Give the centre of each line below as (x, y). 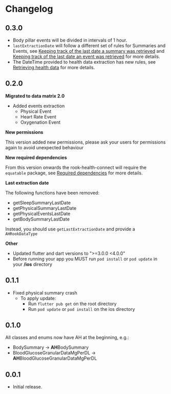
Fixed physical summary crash (45, 292)
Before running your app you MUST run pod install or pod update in (85, 259)
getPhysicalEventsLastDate (41, 213)
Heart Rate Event (38, 116)
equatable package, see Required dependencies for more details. (74, 173)
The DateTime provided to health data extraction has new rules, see (84, 62)
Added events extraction (39, 106)
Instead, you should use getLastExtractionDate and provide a (70, 229)
